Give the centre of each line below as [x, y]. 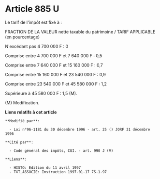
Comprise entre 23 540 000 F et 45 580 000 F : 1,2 [56, 84]
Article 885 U [32, 9]
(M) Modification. [22, 102]
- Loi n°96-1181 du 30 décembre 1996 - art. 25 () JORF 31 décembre [80, 130]
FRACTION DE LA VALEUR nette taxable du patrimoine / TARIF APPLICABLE [80, 32]
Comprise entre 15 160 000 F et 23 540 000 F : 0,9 [56, 74]
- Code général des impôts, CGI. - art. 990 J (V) [61, 151]
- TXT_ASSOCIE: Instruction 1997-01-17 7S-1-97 [58, 172]
